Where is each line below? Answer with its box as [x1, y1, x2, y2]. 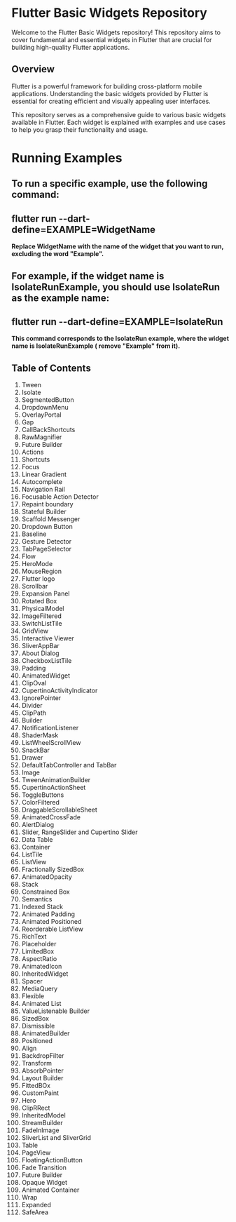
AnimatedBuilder [21, 1029, 70, 1038]
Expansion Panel [21, 589, 70, 598]
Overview [11, 63, 55, 75]
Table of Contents [11, 362, 92, 374]
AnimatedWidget [21, 671, 71, 680]
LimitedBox [21, 947, 55, 955]
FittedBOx [21, 1082, 51, 1090]
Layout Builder [21, 1074, 64, 1082]
